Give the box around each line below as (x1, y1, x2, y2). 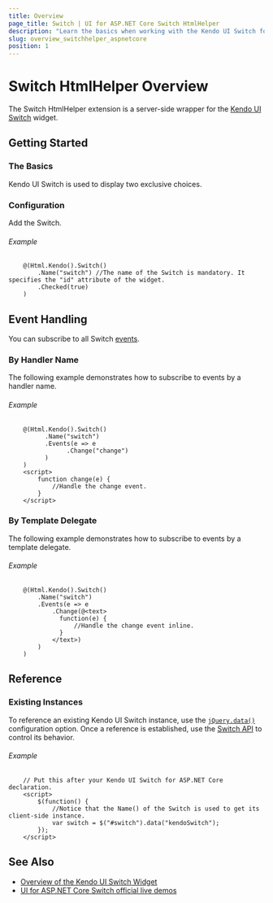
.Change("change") (66, 447, 129, 455)
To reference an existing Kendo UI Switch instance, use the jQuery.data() (8, 715, 256, 725)
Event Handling (8, 312, 88, 326)
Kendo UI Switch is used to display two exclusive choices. (8, 179, 202, 189)
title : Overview (8, 11, 63, 20)
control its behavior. (8, 732, 75, 742)
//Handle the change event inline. (73, 622, 195, 630)
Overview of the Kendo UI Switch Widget (19, 876, 158, 887)
